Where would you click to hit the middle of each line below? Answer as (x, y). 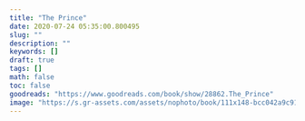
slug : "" (26, 35)
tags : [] (26, 69)
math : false (32, 77)
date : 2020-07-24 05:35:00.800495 (75, 26)
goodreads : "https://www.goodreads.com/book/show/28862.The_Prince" (142, 94)
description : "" (40, 43)
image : (22, 102)
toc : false (30, 86)
